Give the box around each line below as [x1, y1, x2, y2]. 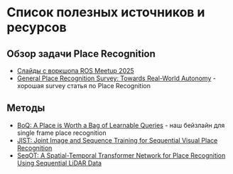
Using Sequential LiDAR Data [16, 158, 102, 167]
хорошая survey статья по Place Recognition [16, 82, 151, 89]
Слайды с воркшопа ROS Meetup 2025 [16, 67, 134, 75]
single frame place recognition [16, 129, 107, 137]
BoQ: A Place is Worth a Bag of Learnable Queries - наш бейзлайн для [16, 121, 225, 129]
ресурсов [6, 19, 67, 36]
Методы [6, 102, 45, 114]
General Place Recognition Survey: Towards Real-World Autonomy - [16, 74, 216, 82]
